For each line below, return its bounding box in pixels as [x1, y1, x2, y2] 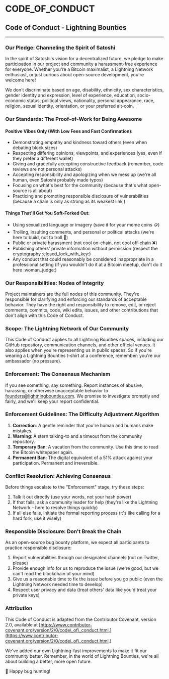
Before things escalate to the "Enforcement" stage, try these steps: [5, 484, 144, 490]
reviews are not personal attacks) [12, 166, 82, 172]
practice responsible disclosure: [5, 545, 72, 551]
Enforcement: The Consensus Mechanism [5, 371, 111, 378]
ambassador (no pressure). [5, 358, 62, 364]
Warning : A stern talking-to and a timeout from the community [12, 433, 142, 439]
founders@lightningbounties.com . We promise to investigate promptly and [5, 393, 159, 399]
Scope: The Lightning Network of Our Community [5, 325, 129, 332]
